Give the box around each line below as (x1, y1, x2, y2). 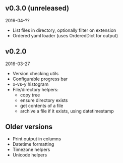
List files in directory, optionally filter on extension (12, 27, 116, 33)
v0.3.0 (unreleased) (5, 4, 70, 13)
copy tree (20, 92, 40, 98)
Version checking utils (12, 70, 59, 76)
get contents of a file (20, 102, 64, 108)
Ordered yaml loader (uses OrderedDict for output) (12, 32, 118, 38)
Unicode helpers (12, 152, 47, 158)
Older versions (5, 123, 53, 131)
